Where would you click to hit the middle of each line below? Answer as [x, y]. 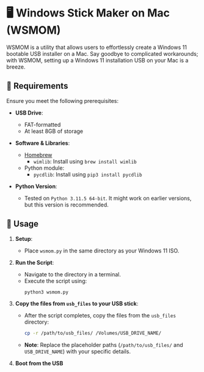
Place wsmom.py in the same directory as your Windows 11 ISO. [102, 251]
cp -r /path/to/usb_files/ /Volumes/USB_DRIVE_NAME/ [93, 333]
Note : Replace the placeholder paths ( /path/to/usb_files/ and [104, 345]
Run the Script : [35, 262]
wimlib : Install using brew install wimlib [85, 161]
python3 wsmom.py [46, 292]
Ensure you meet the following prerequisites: [63, 101]
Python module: [44, 168]
